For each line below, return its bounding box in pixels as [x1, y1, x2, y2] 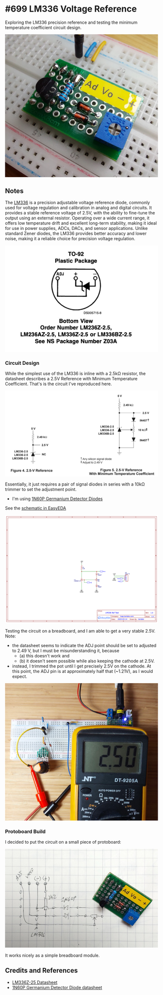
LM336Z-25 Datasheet [12, 979, 58, 985]
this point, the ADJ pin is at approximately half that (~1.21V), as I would [12, 669, 153, 674]
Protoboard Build [5, 828, 46, 835]
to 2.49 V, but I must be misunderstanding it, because [12, 648, 120, 653]
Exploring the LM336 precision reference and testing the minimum [5, 19, 138, 25]
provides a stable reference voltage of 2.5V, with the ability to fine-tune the [5, 210, 155, 216]
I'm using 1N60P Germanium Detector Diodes [12, 496, 103, 502]
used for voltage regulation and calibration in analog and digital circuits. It [5, 205, 152, 211]
